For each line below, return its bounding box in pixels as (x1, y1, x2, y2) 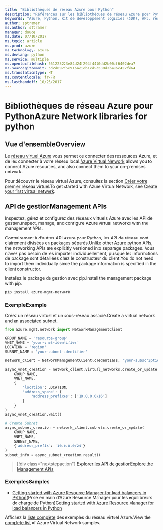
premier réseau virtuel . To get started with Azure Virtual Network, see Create (5, 183, 158, 189)
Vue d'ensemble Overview (5, 140, 86, 149)
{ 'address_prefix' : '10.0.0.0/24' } (14, 443, 86, 448)
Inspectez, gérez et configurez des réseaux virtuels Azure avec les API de (5, 215, 153, 221)
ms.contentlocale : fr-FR (5, 75, 55, 80)
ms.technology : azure (5, 48, 49, 52)
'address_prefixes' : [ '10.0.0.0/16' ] (31, 394, 108, 399)
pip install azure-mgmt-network (5, 290, 70, 295)
